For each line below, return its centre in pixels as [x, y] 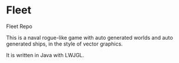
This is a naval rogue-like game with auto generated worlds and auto [89, 37]
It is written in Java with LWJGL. [45, 55]
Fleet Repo [19, 26]
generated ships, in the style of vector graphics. [64, 44]
